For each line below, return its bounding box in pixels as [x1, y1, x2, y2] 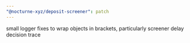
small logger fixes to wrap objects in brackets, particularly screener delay [6, 25, 184, 32]
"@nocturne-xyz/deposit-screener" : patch [6, 8, 109, 15]
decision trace [6, 31, 41, 38]
